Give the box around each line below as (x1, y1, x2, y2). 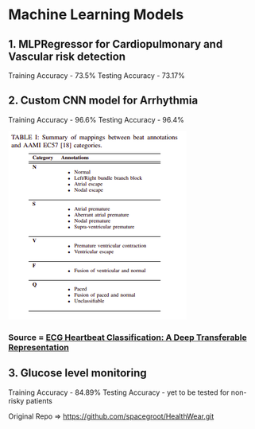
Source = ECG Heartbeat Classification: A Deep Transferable (8, 332, 248, 343)
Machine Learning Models (8, 6, 184, 24)
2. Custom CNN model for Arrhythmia (8, 94, 199, 107)
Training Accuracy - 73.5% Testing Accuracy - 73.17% (8, 71, 185, 80)
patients (25, 396, 53, 405)
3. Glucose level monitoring (8, 366, 147, 380)
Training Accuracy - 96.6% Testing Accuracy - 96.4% (8, 115, 185, 124)
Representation (8, 341, 69, 353)
